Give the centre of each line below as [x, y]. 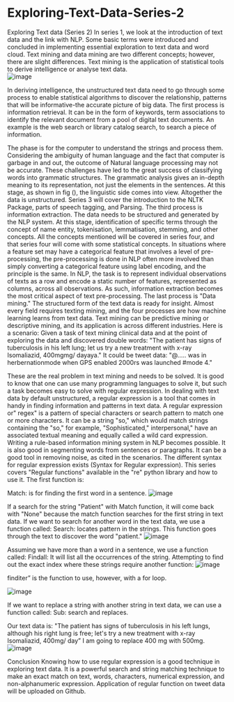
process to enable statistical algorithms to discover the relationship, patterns [117, 97]
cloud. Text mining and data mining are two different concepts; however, [111, 54]
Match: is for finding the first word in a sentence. [77, 493]
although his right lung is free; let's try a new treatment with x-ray [101, 633]
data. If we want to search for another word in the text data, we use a [106, 521]
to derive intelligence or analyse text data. [67, 69]
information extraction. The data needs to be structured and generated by [113, 214]
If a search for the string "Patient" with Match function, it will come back [111, 506]
